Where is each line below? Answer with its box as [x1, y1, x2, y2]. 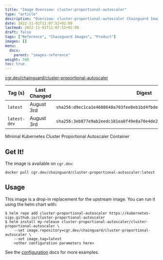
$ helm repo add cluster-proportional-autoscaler [5, 211, 108, 216]
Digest [136, 90, 152, 97]
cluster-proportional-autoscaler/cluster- [61, 219, 149, 224]
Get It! [5, 147, 24, 156]
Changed [30, 93, 52, 100]
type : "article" [5, 12, 38, 17]
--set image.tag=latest [14, 236, 62, 241]
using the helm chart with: [5, 201, 57, 207]
